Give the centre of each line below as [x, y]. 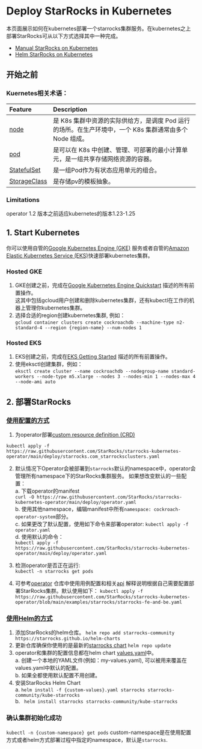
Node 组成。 [71, 138]
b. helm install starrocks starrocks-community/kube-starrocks [96, 702]
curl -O [24, 497]
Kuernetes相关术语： [37, 93]
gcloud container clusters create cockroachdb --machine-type [94, 323]
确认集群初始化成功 [34, 718]
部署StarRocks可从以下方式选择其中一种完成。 [64, 36]
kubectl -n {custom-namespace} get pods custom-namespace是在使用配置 [99, 732]
